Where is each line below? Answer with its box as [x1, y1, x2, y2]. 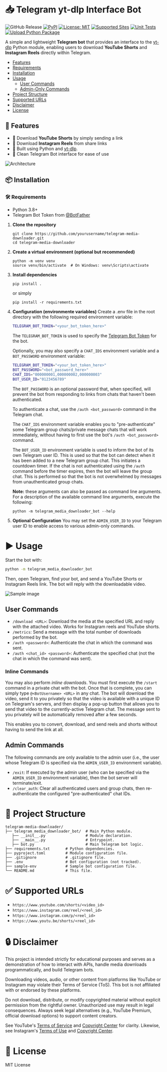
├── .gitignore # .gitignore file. [5, 855, 106, 860]
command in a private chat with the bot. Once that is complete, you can [5, 685, 152, 691]
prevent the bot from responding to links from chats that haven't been [12, 391, 156, 397]
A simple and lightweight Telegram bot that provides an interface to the [5, 39, 152, 45]
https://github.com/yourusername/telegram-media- [34, 231, 140, 237]
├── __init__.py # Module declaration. [11, 833, 133, 838]
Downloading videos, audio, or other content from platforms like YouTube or [5, 976, 161, 982]
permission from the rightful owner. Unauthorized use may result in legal [5, 1002, 154, 1008]
